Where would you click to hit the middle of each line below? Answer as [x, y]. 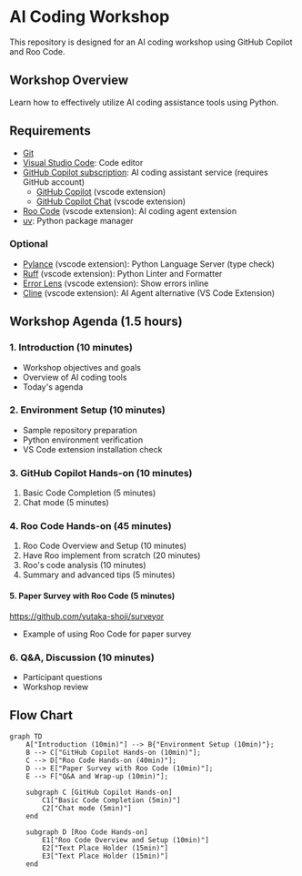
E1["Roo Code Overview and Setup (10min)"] [126, 840]
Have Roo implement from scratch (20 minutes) [111, 555]
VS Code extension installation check [92, 449]
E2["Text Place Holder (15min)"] [106, 848]
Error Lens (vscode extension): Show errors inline [116, 283]
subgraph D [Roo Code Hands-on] [87, 832]
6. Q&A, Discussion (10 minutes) [82, 657]
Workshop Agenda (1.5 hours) [96, 322]
